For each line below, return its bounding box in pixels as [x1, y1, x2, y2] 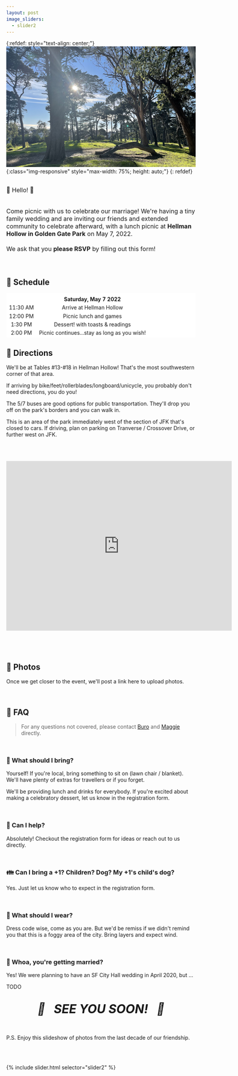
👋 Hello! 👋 [6, 186, 34, 194]
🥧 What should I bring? [6, 756, 74, 764]
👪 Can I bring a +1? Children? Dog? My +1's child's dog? [6, 869, 175, 877]
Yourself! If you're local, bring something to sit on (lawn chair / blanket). [6, 770, 184, 777]
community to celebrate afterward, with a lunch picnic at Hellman [6, 222, 192, 230]
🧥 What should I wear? [6, 911, 73, 919]
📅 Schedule [6, 277, 50, 287]
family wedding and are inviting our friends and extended [6, 215, 168, 223]
